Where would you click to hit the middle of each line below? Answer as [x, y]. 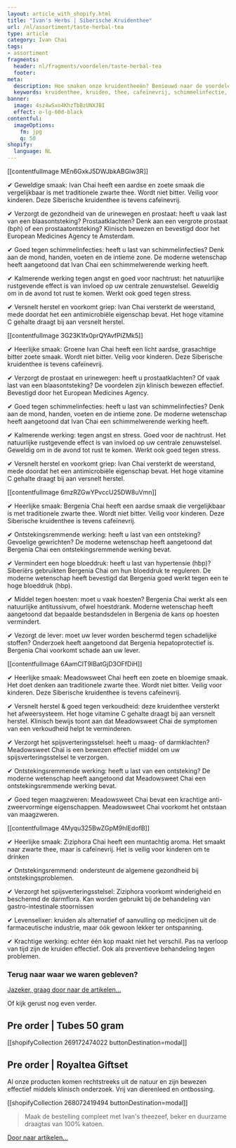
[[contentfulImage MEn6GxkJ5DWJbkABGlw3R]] [78, 171]
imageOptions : [34, 125]
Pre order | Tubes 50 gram [66, 1025]
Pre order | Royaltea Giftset [68, 1065]
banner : [19, 99]
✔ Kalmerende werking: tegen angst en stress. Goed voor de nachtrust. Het [117, 435]
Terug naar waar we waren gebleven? [73, 974]
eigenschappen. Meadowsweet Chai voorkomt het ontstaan [140, 807]
